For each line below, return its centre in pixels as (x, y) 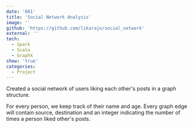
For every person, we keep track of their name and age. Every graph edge (97, 106)
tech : (13, 39)
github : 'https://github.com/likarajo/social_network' (75, 28)
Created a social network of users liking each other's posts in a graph (91, 88)
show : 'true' (22, 61)
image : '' (18, 22)
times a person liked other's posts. (48, 119)
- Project (23, 72)
